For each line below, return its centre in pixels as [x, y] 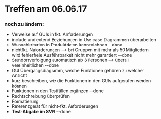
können [19, 86]
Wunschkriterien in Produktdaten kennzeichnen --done [67, 45]
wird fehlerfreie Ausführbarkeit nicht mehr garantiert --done [72, 55]
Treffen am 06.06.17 [46, 9]
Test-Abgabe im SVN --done [41, 112]
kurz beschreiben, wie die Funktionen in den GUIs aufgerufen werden [81, 81]
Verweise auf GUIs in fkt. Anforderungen [52, 34]
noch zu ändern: [24, 24]
